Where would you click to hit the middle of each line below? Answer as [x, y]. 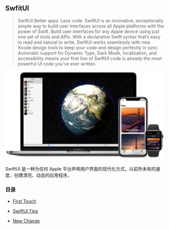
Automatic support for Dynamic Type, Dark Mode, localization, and [87, 53]
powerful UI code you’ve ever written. [57, 63]
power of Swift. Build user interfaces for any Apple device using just [89, 31]
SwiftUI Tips [25, 211]
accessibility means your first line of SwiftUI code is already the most [90, 58]
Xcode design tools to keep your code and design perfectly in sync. [88, 47]
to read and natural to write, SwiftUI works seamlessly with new [84, 42]
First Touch [24, 201]
